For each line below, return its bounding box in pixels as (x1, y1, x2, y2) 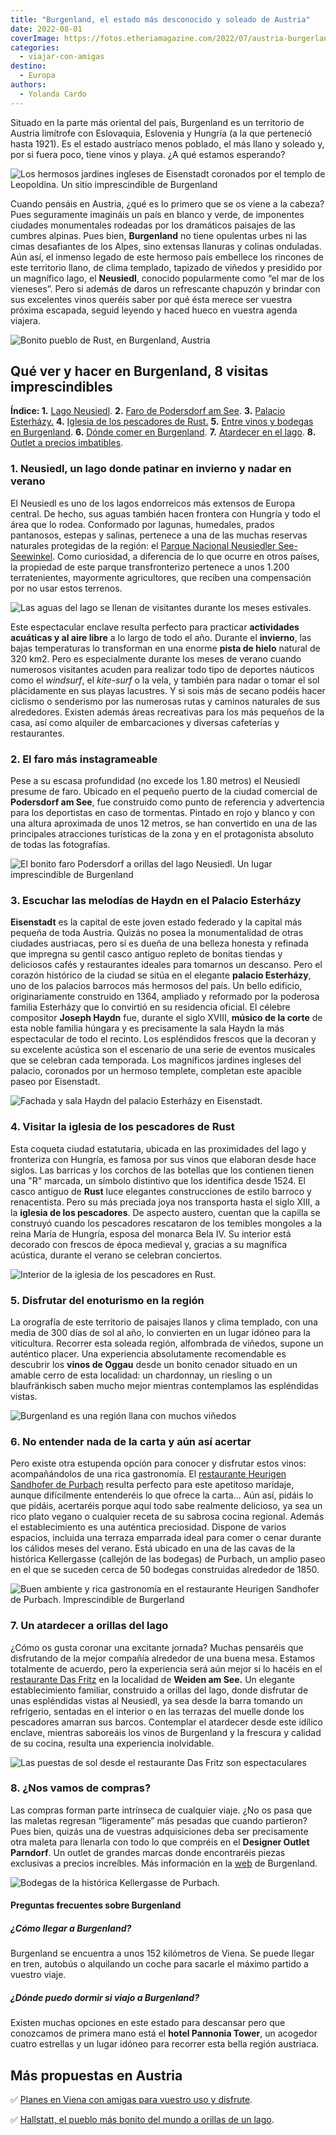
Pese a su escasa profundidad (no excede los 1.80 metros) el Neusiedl (10, 775, 301, 787)
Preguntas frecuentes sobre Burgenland (10, 1899, 182, 1911)
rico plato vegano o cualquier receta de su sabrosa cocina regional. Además (10, 1511, 325, 1523)
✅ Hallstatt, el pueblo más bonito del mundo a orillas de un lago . (10, 2114, 275, 2126)
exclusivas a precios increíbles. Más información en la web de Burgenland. (10, 1857, 318, 1869)
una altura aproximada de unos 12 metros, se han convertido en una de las (10, 817, 318, 830)
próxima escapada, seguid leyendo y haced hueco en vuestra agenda (10, 304, 298, 316)
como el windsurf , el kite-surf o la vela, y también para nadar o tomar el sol (10, 674, 320, 686)
